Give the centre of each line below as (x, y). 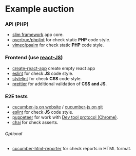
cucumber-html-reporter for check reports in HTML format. (72, 149)
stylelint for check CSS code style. (47, 78)
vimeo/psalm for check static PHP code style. (58, 45)
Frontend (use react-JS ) (34, 58)
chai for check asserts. (35, 122)
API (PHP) (17, 24)
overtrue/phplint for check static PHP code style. (61, 40)
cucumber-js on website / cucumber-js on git (58, 107)
